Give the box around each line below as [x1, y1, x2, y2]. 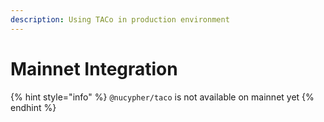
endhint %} [10, 101, 57, 113]
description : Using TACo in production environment [10, 14, 230, 25]
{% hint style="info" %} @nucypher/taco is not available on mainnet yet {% [10, 91, 315, 103]
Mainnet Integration [10, 57, 178, 80]
